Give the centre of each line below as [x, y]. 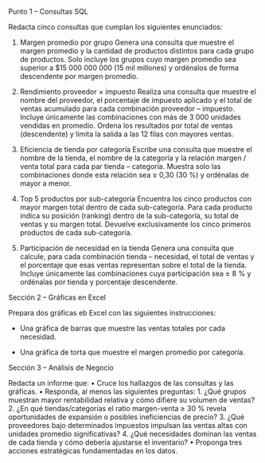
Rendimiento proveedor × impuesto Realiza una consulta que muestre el [138, 92]
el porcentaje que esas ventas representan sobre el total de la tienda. [133, 265]
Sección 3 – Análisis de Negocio [61, 367]
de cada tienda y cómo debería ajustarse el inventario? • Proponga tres [125, 442]
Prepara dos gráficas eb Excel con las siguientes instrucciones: [112, 313]
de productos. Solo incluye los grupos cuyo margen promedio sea [128, 59]
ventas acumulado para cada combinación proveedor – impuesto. [127, 108]
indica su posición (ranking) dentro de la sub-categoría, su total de [129, 216]
